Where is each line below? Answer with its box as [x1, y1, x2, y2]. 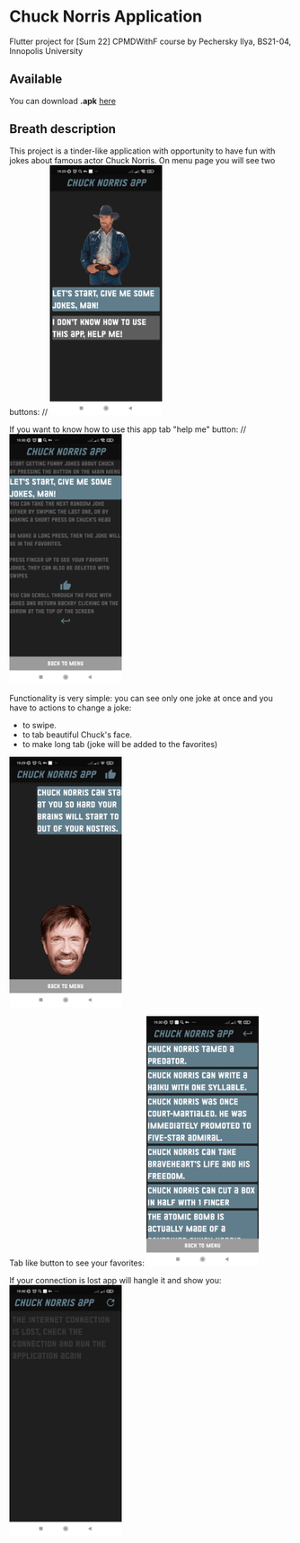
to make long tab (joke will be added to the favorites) [22, 738, 218, 749]
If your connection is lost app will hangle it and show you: [9, 1275, 222, 1286]
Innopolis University [9, 45, 84, 56]
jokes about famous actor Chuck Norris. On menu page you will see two [9, 154, 276, 165]
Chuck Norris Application [9, 6, 203, 27]
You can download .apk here [9, 95, 117, 106]
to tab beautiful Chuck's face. [22, 729, 133, 740]
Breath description [9, 121, 117, 137]
